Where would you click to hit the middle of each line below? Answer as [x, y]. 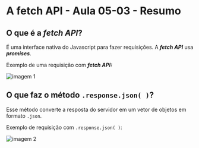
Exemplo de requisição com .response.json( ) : [64, 127]
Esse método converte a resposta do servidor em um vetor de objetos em [96, 109]
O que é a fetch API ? [44, 33]
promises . [19, 53]
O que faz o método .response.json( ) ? [80, 95]
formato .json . [24, 116]
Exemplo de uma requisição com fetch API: [59, 65]
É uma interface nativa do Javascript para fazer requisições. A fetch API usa [100, 47]
